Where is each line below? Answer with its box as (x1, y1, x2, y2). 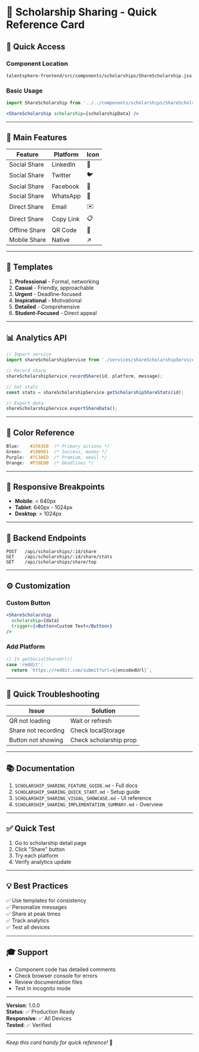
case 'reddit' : (6, 662, 44, 668)
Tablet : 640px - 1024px (14, 504, 73, 511)
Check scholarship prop (70, 736, 137, 744)
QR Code (52, 225, 77, 234)
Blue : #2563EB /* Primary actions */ (6, 443, 110, 450)
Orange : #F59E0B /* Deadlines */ (6, 460, 94, 466)
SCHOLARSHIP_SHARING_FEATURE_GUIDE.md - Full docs (14, 782, 138, 789)
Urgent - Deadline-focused (14, 290, 82, 297)
